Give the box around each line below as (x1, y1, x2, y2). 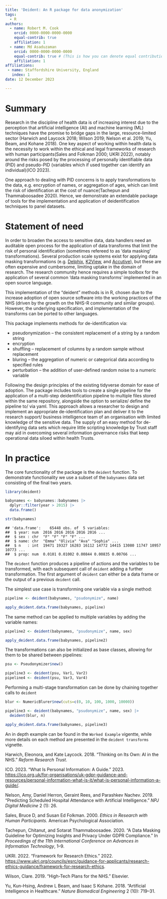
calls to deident (5, 690, 37, 696)
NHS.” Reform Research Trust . (5, 757, 68, 763)
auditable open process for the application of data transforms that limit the (5, 243, 158, 249)
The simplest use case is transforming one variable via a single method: (5, 586, 153, 592)
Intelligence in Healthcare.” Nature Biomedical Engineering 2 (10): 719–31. (5, 888, 156, 894)
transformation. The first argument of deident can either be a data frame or (5, 571, 159, 577)
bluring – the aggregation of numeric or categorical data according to (12, 356, 155, 362)
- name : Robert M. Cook (9, 26, 59, 31)
